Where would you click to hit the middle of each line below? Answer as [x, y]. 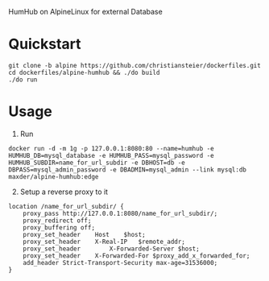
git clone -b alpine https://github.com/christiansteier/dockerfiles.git [135, 65]
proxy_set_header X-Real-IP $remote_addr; [104, 242]
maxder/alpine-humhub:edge [54, 176]
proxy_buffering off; [59, 227]
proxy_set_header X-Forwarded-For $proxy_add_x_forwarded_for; [137, 256]
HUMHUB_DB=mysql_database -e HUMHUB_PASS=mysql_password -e [112, 155]
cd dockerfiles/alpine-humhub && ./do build [84, 72]
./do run [23, 80]
